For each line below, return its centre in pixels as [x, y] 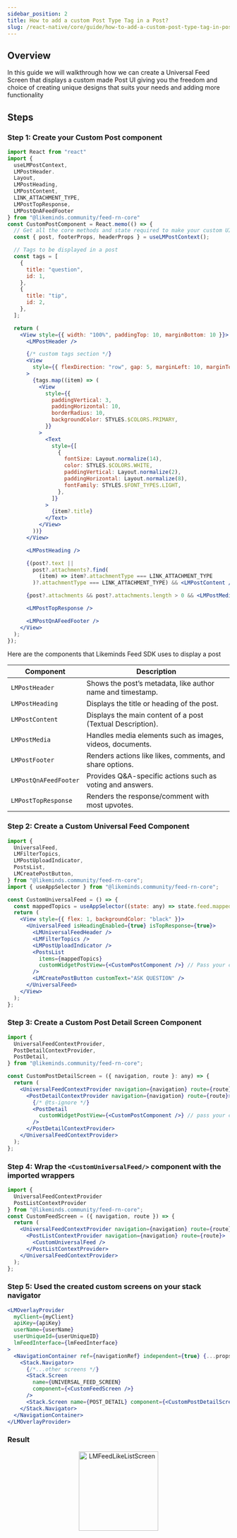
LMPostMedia [31, 740]
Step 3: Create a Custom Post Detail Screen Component [105, 1022]
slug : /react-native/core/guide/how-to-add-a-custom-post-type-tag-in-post [121, 27]
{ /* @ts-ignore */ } [61, 1102]
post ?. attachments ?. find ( [71, 570]
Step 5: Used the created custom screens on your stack [104, 1287]
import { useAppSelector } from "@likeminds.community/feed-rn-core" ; [113, 887]
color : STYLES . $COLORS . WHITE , [108, 466]
